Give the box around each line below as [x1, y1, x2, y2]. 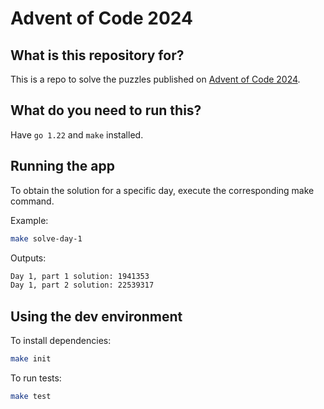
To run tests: [10, 372, 62, 384]
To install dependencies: [10, 335, 112, 347]
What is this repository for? [10, 47, 185, 64]
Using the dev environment [10, 308, 183, 325]
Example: [10, 214, 49, 226]
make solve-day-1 [10, 233, 83, 244]
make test [10, 391, 52, 401]
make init [10, 354, 52, 364]
